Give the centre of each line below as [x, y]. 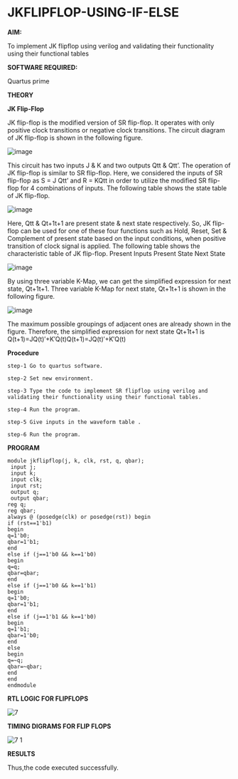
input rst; [26, 485]
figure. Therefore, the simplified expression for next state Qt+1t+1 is [106, 331]
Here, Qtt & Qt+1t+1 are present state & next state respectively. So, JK [109, 223]
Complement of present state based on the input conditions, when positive [117, 238]
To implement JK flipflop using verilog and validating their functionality [111, 46]
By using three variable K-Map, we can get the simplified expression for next [119, 281]
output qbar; [30, 498]
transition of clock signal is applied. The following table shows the [104, 246]
